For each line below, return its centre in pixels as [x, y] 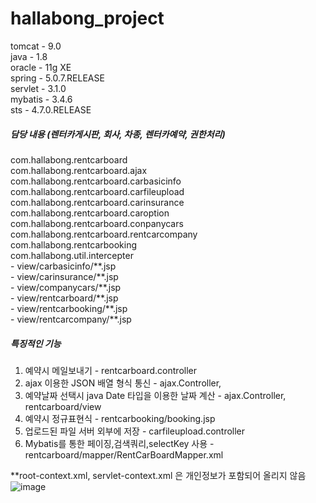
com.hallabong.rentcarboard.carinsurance [97, 202]
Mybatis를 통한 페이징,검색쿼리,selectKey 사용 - [119, 443]
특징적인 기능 [36, 343]
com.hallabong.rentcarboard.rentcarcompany [104, 234]
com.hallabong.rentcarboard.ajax [79, 170]
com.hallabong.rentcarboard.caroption [90, 213]
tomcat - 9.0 [36, 46]
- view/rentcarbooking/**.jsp [69, 308]
